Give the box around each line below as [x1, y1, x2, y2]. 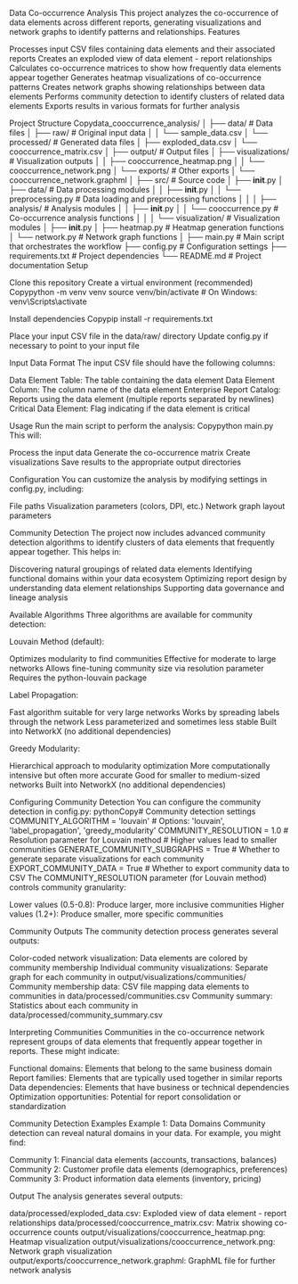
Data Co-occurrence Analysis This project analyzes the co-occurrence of [9, 8, 278, 18]
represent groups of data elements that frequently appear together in [9, 1036, 262, 1047]
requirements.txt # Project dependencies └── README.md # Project [9, 251, 262, 261]
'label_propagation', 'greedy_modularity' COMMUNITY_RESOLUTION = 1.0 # [9, 825, 289, 835]
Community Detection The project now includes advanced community [9, 528, 266, 538]
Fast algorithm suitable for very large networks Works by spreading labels [9, 707, 280, 717]
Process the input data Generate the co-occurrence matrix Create [9, 448, 251, 457]
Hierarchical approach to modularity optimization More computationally [9, 761, 270, 770]
